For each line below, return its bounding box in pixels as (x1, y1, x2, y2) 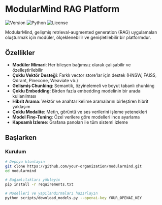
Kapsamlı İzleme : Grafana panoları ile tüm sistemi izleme (12, 119, 128, 125)
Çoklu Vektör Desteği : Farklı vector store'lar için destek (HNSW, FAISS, (12, 72, 157, 78)
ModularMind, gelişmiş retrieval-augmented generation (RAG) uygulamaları (5, 29, 158, 35)
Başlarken (5, 134, 37, 142)
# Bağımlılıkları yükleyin (5, 177, 61, 182)
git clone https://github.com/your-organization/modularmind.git (5, 164, 142, 169)
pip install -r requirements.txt (5, 182, 74, 187)
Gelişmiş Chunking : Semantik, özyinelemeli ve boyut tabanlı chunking (12, 83, 155, 88)
